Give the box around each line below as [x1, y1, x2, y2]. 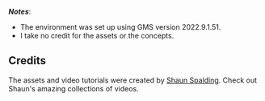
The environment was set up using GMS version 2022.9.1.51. [19, 22, 221, 31]
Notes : [8, 7, 32, 16]
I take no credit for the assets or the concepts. [19, 31, 175, 40]
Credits [8, 54, 47, 67]
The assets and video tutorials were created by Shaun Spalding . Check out [8, 75, 257, 85]
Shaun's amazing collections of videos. [8, 83, 139, 93]
